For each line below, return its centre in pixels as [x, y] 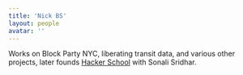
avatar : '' [27, 31]
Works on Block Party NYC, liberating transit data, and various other [122, 54]
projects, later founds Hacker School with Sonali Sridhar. [102, 62]
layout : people [34, 23]
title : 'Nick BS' [38, 16]
